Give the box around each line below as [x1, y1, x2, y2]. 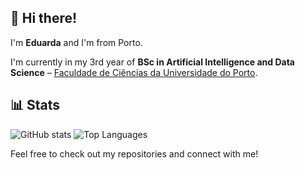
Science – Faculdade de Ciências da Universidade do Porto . [10, 66, 258, 78]
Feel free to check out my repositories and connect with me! [10, 147, 259, 160]
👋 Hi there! [10, 10, 78, 27]
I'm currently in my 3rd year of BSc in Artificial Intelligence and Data [10, 56, 295, 68]
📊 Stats [10, 97, 61, 114]
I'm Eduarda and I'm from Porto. [10, 36, 143, 48]
